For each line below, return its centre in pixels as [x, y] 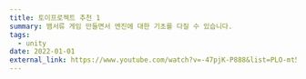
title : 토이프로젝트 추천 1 [55, 18]
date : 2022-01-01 [42, 52]
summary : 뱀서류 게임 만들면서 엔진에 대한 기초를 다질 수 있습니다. [121, 26]
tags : [20, 35]
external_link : [38, 60]
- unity [32, 43]
